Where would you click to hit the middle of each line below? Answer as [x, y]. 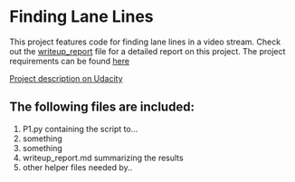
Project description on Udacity [67, 78]
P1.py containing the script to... [80, 129]
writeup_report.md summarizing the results [103, 158]
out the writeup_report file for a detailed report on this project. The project [147, 51]
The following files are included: [102, 107]
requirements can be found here [69, 61]
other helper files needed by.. [77, 167]
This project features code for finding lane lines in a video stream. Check [145, 42]
